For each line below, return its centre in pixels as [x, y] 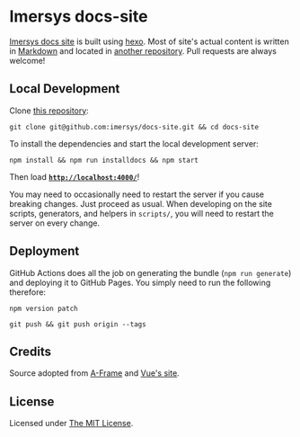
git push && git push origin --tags [78, 324]
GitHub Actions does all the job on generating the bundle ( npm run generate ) [150, 272]
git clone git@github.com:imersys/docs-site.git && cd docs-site [134, 127]
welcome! [27, 60]
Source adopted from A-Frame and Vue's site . [94, 373]
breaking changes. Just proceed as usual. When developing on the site [141, 203]
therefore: [28, 292]
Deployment [44, 251]
